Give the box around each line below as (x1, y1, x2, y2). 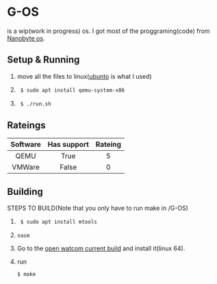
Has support (47, 140, 89, 150)
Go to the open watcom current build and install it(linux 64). (16, 244, 186, 252)
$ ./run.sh (20, 100, 51, 107)
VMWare (12, 163, 40, 172)
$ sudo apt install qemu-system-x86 (20, 86, 125, 93)
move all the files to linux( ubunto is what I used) (16, 72, 152, 80)
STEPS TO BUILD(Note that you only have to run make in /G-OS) (7, 204, 188, 213)
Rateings (7, 119, 46, 131)
